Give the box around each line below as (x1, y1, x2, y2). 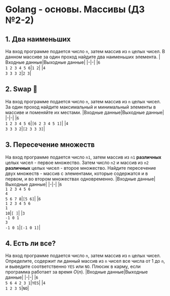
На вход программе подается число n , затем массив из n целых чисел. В (5, 49, 165, 54)
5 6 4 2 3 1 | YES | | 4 (5, 280, 46, 286)
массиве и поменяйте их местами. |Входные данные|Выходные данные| (5, 109, 164, 116)
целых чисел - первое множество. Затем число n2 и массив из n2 (5, 160, 149, 166)
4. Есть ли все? (5, 239, 56, 248)
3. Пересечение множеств (5, 141, 95, 149)
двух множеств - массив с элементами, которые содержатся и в (5, 170, 148, 176)
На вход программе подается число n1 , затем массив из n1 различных (5, 154, 162, 160)
